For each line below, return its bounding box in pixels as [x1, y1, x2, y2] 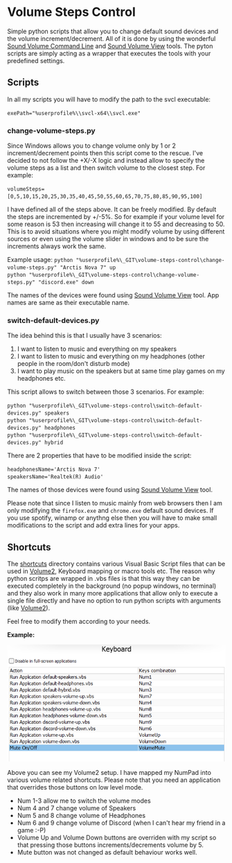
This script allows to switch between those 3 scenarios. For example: [7, 387, 204, 396]
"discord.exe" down [37, 279, 95, 286]
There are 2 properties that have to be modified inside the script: [7, 451, 192, 460]
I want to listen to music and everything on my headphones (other [17, 352, 206, 360]
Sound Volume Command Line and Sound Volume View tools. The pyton [7, 42, 213, 50]
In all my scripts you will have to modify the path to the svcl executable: [7, 95, 211, 103]
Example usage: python [7, 256, 73, 264]
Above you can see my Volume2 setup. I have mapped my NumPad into [7, 769, 211, 777]
